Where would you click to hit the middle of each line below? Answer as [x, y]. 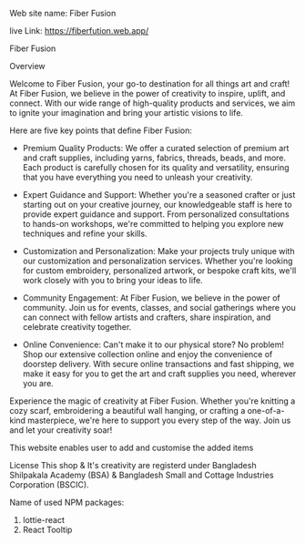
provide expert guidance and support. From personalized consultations [156, 214]
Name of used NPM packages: [67, 502]
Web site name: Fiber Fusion [63, 13]
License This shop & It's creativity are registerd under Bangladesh [133, 465]
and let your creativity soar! [61, 430]
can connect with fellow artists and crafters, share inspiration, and [147, 317]
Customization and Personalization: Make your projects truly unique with [158, 251]
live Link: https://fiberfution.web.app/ [79, 31]
